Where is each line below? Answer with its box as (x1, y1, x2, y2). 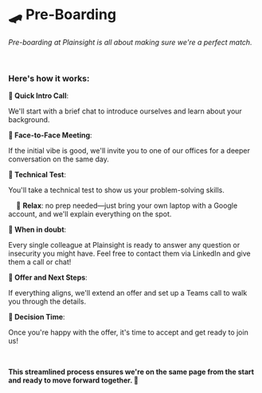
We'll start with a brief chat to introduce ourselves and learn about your (8, 106, 243, 116)
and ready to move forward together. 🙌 (8, 375, 139, 385)
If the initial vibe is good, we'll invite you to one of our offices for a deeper (8, 146, 251, 156)
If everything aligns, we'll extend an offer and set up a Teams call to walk (8, 288, 248, 298)
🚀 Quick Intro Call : (8, 91, 69, 101)
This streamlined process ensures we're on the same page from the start (8, 367, 255, 377)
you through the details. (8, 296, 86, 307)
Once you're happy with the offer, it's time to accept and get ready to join (8, 327, 248, 337)
